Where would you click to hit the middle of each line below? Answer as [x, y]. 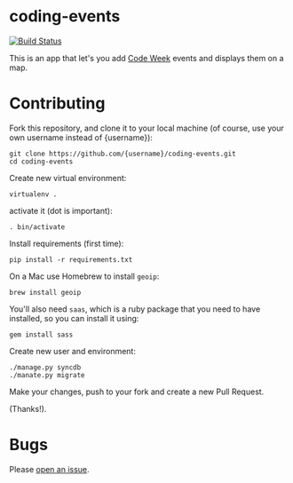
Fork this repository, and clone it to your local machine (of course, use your [146, 128]
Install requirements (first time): [67, 243]
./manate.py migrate [48, 375]
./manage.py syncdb [45, 367]
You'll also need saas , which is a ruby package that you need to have [135, 309]
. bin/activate [37, 227]
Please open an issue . [50, 469]
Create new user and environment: [72, 351]
